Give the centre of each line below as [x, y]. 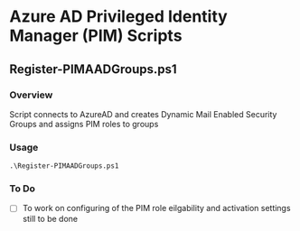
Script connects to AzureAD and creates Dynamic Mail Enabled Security [143, 114]
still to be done [50, 218]
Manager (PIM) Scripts [96, 36]
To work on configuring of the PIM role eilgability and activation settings [156, 208]
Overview [31, 95]
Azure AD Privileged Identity [118, 17]
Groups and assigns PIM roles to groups [84, 124]
